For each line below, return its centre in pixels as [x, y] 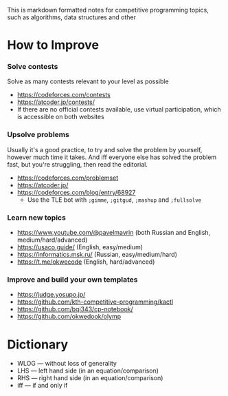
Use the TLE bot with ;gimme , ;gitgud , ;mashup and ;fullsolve [114, 200]
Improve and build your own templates [72, 280]
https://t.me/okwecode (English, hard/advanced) [86, 262]
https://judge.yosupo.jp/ [51, 295]
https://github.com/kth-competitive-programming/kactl [95, 302]
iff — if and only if [42, 386]
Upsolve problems [38, 135]
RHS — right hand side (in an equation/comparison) [90, 378]
